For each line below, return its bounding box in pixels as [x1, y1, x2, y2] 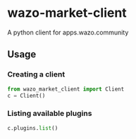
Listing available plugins [7, 109, 92, 119]
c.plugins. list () [7, 124, 58, 131]
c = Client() [7, 92, 46, 99]
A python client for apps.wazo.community [7, 28, 129, 37]
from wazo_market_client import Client [7, 86, 125, 93]
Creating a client [7, 69, 66, 79]
